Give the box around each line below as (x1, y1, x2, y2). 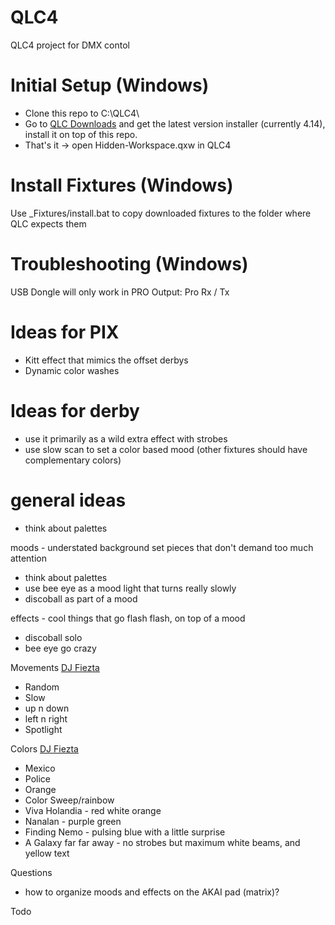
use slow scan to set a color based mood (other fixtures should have (24, 443, 308, 455)
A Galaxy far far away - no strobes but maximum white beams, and (24, 836, 301, 848)
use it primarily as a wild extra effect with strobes (24, 432, 228, 445)
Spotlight (24, 723, 63, 735)
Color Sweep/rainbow (24, 794, 115, 806)
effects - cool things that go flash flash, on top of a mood (10, 612, 246, 624)
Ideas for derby (10, 399, 140, 422)
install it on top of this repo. (24, 128, 138, 140)
